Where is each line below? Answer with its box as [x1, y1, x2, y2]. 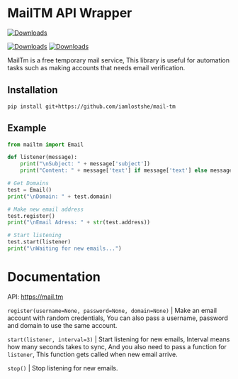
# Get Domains [7, 180, 50, 187]
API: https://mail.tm [7, 292, 64, 301]
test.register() [7, 212, 55, 219]
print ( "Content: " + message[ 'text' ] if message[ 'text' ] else [20, 167, 208, 175]
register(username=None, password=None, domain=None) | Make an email [7, 306, 217, 314]
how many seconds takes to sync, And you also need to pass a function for [7, 342, 227, 351]
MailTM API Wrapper [7, 5, 132, 21]
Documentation [7, 269, 101, 285]
